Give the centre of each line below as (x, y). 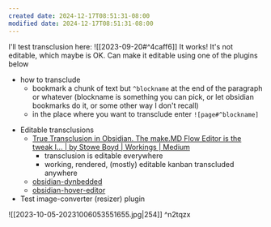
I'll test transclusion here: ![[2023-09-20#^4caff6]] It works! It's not (121, 46)
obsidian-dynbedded (67, 181)
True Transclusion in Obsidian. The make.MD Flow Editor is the (137, 138)
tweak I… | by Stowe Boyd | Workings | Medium (111, 147)
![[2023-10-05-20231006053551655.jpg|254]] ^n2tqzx (100, 214)
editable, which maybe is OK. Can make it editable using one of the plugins (133, 55)
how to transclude (50, 79)
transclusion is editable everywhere (104, 156)
